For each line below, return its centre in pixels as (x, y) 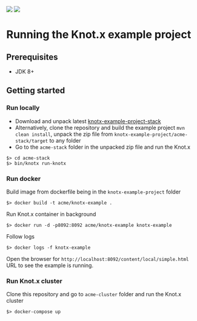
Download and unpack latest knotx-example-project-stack (88, 121)
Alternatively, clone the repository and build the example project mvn (100, 127)
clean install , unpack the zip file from (64, 134)
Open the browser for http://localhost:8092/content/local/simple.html (98, 258)
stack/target (32, 141)
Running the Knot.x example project (99, 35)
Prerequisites (32, 57)
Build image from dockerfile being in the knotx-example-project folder (94, 192)
